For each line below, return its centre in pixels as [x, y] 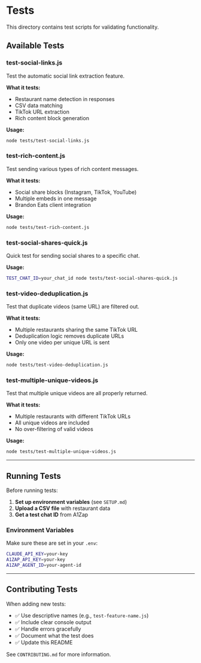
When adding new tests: [36, 604]
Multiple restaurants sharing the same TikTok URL [76, 330]
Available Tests [35, 46]
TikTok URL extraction [42, 112]
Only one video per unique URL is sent [62, 343]
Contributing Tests [42, 589]
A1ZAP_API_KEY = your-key [36, 560]
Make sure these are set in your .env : [52, 543]
